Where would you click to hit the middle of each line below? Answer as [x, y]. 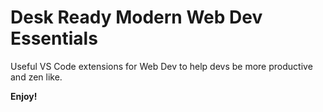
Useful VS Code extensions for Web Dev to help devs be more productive [161, 66]
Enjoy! [24, 96]
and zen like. [36, 77]
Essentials [54, 38]
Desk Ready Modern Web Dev [136, 17]
